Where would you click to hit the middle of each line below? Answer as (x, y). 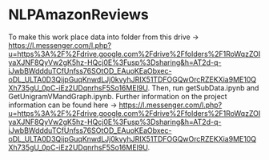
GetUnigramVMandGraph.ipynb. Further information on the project (118, 96)
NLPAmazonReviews (79, 15)
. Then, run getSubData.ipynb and (203, 88)
